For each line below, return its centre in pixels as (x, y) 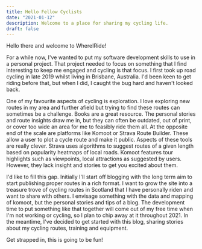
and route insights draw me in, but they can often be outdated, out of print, (99, 121)
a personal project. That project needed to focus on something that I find (96, 64)
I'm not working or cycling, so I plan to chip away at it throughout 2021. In (97, 215)
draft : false (23, 29)
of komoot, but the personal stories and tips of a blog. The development (96, 203)
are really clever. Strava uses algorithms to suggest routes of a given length (100, 146)
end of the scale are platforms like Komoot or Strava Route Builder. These (97, 133)
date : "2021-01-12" (31, 17)
